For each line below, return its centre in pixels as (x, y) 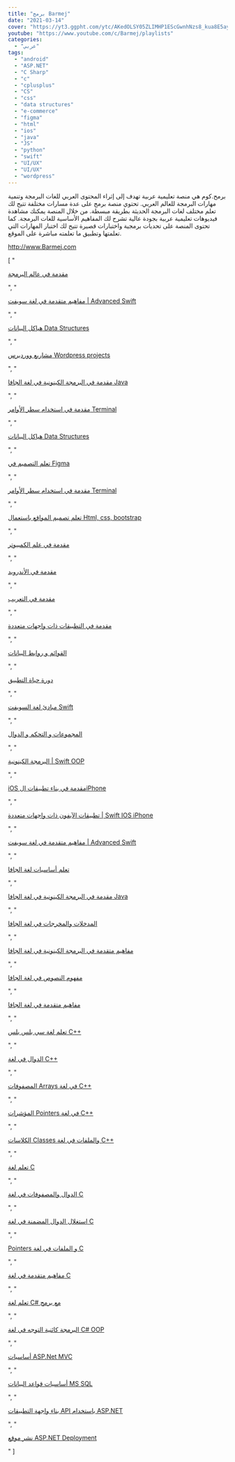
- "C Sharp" (32, 72)
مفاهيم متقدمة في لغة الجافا (44, 1004)
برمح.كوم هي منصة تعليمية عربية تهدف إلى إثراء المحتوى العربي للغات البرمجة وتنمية (117, 196)
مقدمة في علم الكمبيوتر (39, 544)
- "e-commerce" (36, 111)
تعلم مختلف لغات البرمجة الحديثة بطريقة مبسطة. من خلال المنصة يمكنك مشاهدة (112, 211)
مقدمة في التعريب (31, 599)
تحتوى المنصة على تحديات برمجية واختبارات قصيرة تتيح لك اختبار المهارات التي (109, 226)
